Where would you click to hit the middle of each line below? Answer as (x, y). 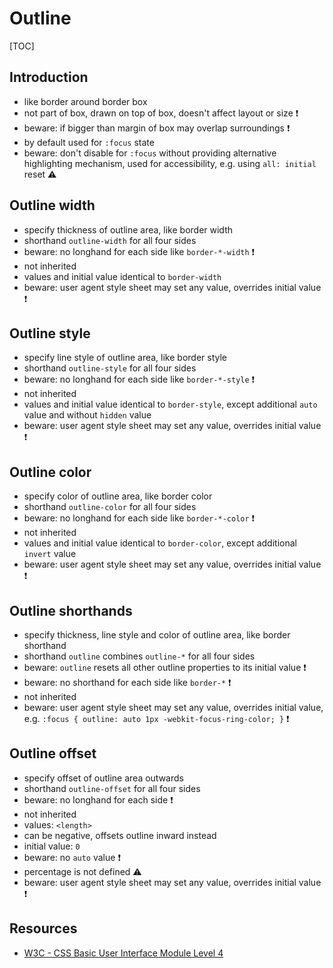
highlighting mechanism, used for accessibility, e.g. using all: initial (170, 163)
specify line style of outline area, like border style (125, 358)
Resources (43, 928)
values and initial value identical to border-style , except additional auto (170, 404)
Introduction (49, 77)
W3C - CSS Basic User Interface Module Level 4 (123, 953)
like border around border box (85, 101)
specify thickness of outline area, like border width (128, 229)
